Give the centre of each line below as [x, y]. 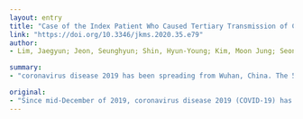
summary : [26, 68]
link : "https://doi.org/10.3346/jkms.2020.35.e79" [106, 34]
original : [28, 92]
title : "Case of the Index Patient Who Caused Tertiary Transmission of [149, 26]
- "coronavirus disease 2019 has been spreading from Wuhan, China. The [149, 76]
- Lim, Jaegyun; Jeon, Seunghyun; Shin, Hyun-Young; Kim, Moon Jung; [143, 51]
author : [24, 43]
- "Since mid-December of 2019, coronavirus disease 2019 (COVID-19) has [151, 100]
